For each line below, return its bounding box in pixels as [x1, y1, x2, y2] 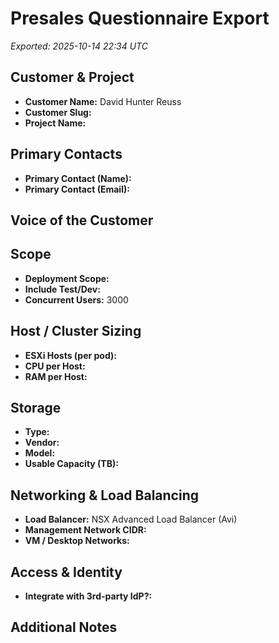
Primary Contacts [10, 146, 123, 163]
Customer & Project [10, 69, 135, 86]
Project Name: [24, 117, 87, 129]
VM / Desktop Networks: [24, 535, 130, 547]
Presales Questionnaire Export [10, 7, 270, 30]
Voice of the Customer [10, 212, 154, 229]
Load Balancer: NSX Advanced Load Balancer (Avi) [24, 513, 238, 526]
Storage [10, 399, 62, 416]
